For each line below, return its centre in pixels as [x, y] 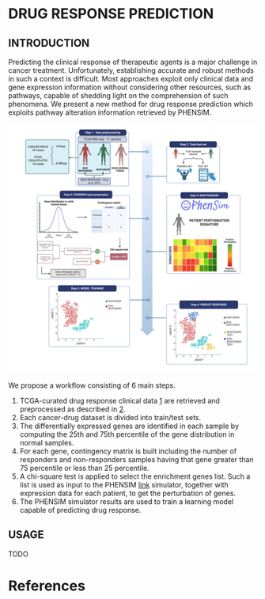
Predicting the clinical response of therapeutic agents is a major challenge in [133, 62]
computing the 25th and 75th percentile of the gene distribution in [127, 434]
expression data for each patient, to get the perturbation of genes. [127, 493]
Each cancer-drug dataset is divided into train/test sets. [110, 417]
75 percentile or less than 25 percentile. [84, 468]
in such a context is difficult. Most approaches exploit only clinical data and [131, 79]
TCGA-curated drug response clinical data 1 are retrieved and [119, 401]
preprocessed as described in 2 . [72, 409]
